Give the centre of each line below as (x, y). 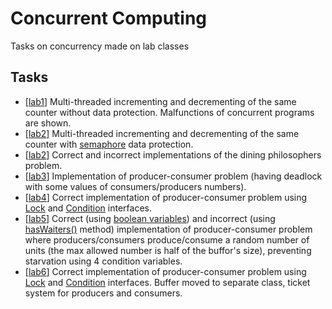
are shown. (48, 123)
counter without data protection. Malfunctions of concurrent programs (169, 112)
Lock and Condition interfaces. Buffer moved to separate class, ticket (167, 282)
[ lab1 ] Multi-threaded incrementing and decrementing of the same (160, 101)
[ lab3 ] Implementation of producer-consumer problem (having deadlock (173, 176)
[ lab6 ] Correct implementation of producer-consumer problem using (165, 271)
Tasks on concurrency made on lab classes (100, 46)
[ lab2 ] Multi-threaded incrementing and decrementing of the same (162, 133)
